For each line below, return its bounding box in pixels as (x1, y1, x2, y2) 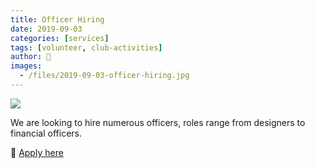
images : (10, 61, 43, 71)
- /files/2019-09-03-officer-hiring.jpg (19, 71, 190, 81)
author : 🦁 (10, 52, 52, 62)
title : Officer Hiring (10, 14, 105, 25)
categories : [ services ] (10, 33, 110, 43)
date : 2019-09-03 (10, 24, 83, 34)
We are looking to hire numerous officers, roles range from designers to (10, 116, 306, 128)
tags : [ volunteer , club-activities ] (10, 42, 163, 53)
